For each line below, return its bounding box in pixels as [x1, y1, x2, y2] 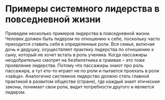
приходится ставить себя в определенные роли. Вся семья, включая [5, 41, 155, 47]
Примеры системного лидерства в [5, 3, 160, 15]
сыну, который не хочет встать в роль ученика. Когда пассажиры [5, 51, 147, 58]
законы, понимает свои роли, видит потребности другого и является [5, 83, 154, 89]
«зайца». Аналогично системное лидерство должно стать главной [5, 73, 149, 79]
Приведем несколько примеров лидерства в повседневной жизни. [5, 30, 151, 36]
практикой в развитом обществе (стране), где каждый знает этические [5, 78, 160, 84]
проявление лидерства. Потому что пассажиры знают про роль [5, 62, 144, 68]
